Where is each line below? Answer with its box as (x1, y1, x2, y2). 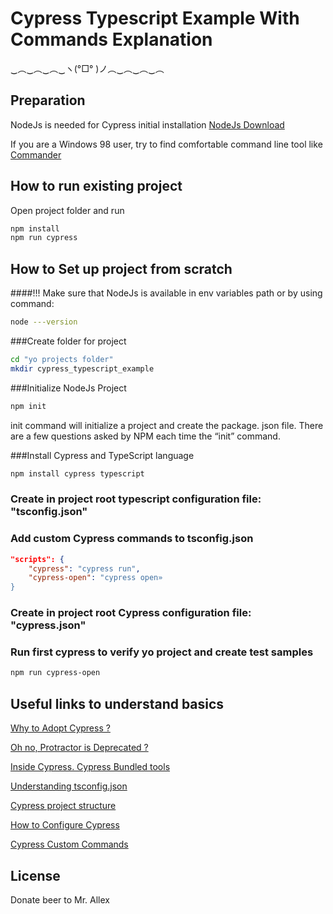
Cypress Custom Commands (10, 838, 129, 851)
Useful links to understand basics (10, 695, 225, 712)
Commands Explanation (10, 28, 213, 51)
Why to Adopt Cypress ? (10, 722, 111, 734)
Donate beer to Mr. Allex (10, 893, 110, 906)
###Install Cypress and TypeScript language (10, 449, 195, 461)
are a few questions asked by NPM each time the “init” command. (10, 430, 281, 442)
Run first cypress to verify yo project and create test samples (10, 645, 314, 659)
